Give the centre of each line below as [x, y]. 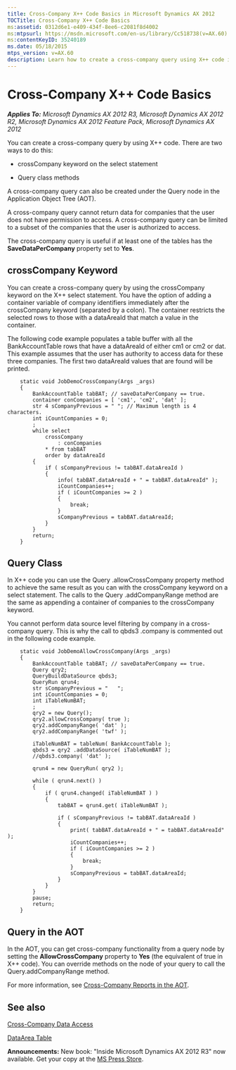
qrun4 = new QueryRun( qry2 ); [78, 769]
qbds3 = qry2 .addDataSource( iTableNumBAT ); [102, 750]
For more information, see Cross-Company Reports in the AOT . [98, 985]
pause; [42, 898]
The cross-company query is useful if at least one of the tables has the [110, 241]
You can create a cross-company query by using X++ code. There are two [115, 142]
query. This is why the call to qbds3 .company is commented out [130, 631]
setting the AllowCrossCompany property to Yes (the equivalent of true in [115, 957]
